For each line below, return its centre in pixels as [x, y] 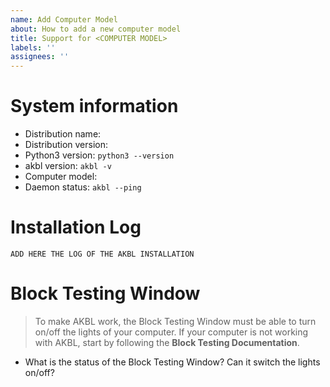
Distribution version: [66, 145]
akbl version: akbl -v [68, 166]
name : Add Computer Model [64, 19]
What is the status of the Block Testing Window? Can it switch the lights [172, 362]
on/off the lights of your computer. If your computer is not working [171, 332]
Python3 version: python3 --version [99, 155]
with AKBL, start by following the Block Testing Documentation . [167, 342]
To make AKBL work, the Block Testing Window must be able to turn [175, 321]
